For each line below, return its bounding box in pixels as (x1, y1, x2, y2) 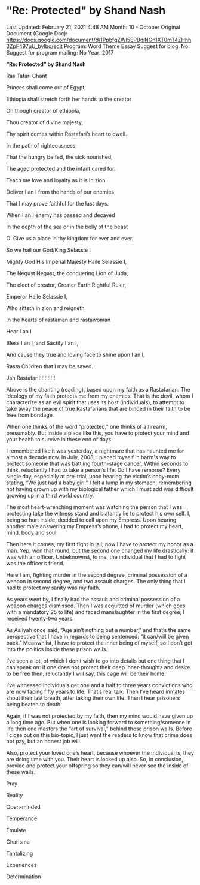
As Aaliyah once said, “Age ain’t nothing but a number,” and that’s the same (6, 626, 191, 633)
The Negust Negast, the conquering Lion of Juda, (6, 269, 128, 276)
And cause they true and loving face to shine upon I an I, (6, 351, 145, 358)
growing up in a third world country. (6, 492, 94, 499)
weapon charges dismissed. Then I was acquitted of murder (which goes (6, 602, 186, 609)
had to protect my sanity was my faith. (6, 584, 100, 591)
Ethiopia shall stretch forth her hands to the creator (6, 95, 132, 103)
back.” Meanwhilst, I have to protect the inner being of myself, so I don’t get (6, 639, 193, 646)
